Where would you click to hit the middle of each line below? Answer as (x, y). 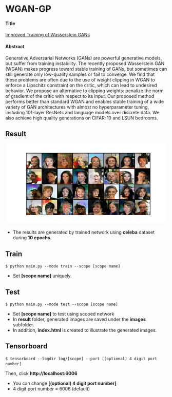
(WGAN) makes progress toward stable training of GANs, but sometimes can (86, 69)
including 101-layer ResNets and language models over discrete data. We (82, 112)
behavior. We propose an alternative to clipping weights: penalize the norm (84, 91)
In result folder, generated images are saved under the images (79, 319)
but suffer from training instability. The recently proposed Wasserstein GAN (85, 63)
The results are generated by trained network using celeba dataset (84, 232)
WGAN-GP (28, 9)
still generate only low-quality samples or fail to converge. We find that (80, 74)
